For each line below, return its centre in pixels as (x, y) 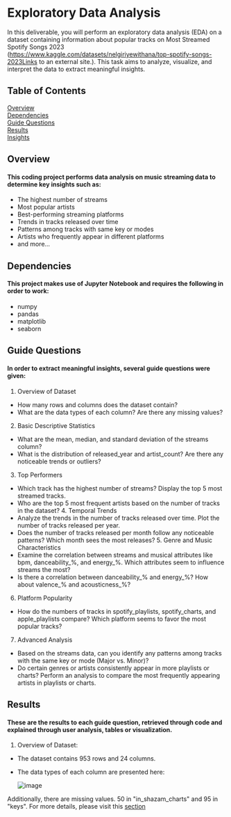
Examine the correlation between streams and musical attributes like (115, 555)
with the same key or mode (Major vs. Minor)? (83, 660)
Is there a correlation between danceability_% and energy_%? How (113, 577)
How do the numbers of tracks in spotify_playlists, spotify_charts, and (117, 611)
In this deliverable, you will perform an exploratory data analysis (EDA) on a (114, 32)
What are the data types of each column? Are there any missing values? (120, 412)
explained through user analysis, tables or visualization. (90, 729)
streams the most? (44, 569)
